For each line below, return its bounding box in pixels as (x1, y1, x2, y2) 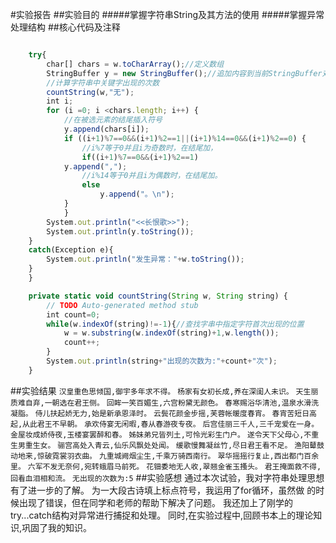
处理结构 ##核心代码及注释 (10, 21, 121, 33)
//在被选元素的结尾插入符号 (63, 115, 163, 125)
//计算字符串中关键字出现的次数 (46, 78, 160, 88)
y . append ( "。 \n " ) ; (99, 189, 175, 200)
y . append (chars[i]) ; (63, 124, 150, 134)
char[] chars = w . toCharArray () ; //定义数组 (46, 59, 225, 69)
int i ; (46, 96, 74, 107)
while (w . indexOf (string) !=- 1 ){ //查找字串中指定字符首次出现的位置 (46, 319, 305, 329)
